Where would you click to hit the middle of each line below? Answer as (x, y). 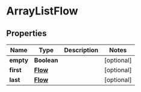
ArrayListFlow (42, 11)
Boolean (46, 60)
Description (81, 50)
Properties (27, 33)
